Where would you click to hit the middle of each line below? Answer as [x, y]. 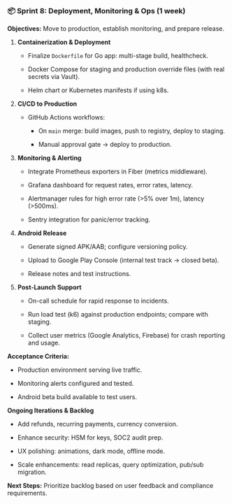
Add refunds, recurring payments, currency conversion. [97, 424]
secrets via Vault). [54, 77]
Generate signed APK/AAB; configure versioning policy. [108, 247]
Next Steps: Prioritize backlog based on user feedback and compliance [110, 486]
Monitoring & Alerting [49, 158]
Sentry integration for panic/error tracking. [89, 219]
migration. [32, 472]
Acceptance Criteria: [38, 357]
